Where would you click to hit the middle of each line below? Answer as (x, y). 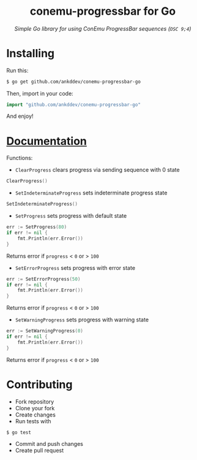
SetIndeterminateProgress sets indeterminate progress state (91, 193)
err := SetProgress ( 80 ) (37, 227)
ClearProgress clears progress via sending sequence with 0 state (97, 170)
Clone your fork (35, 408)
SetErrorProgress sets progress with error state (75, 267)
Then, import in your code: (40, 93)
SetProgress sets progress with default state (71, 216)
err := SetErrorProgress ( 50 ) (43, 279)
